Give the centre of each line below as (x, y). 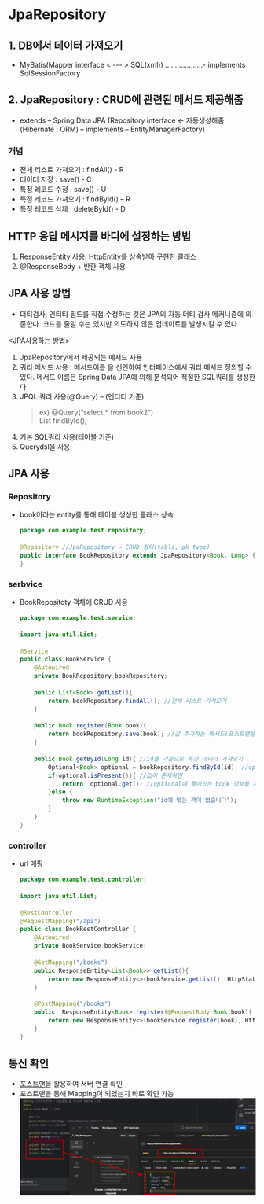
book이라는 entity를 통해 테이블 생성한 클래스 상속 (97, 515)
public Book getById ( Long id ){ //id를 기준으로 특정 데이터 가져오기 (139, 759)
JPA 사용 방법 (40, 294)
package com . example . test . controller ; (83, 880)
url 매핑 (31, 863)
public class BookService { (65, 659)
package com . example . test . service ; (78, 618)
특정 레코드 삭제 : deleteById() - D (72, 209)
